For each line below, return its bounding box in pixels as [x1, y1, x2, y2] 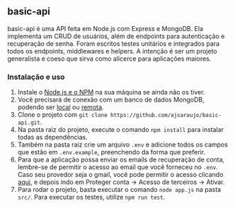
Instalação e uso [7, 72, 65, 82]
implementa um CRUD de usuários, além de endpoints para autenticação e [7, 32, 225, 40]
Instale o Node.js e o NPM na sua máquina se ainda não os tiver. [17, 88, 205, 97]
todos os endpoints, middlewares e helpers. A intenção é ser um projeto [7, 47, 217, 55]
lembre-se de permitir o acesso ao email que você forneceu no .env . [17, 163, 218, 171]
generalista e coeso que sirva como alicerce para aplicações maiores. [7, 54, 212, 63]
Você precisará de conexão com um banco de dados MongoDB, [17, 95, 205, 104]
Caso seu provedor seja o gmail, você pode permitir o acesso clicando [17, 171, 224, 179]
